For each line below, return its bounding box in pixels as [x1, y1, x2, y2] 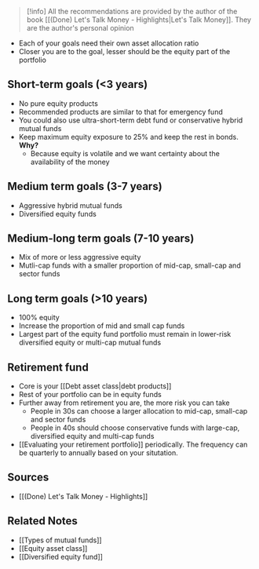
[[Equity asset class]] [18, 543, 88, 553]
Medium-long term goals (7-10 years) [7, 232, 195, 246]
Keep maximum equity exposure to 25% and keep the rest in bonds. [18, 132, 239, 141]
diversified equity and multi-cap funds [30, 432, 155, 441]
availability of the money [30, 157, 111, 166]
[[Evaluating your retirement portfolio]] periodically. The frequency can [18, 440, 248, 450]
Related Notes [7, 514, 78, 528]
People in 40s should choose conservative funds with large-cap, [30, 423, 240, 432]
